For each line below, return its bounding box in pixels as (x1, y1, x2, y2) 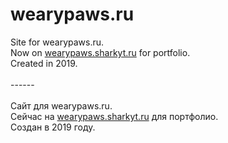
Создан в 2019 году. (10, 121, 96, 133)
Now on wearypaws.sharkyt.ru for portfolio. (10, 46, 191, 58)
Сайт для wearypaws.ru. (10, 99, 113, 112)
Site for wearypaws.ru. (10, 36, 105, 48)
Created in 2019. (10, 57, 78, 69)
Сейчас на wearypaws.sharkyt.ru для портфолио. (10, 110, 219, 122)
